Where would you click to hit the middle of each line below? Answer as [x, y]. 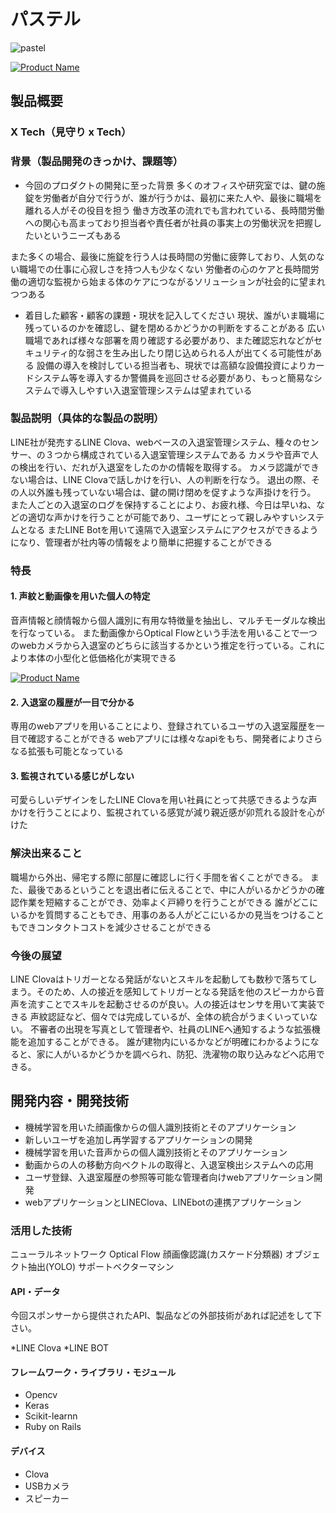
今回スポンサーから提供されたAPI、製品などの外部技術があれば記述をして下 [166, 1316]
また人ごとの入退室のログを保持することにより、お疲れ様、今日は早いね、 [163, 504]
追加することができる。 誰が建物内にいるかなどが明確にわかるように [169, 1041]
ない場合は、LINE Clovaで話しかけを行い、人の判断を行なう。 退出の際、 [161, 479]
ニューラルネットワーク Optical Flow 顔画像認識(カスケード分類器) [146, 1254]
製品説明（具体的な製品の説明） [87, 418]
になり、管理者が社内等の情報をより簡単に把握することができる [141, 542]
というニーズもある [82, 235]
